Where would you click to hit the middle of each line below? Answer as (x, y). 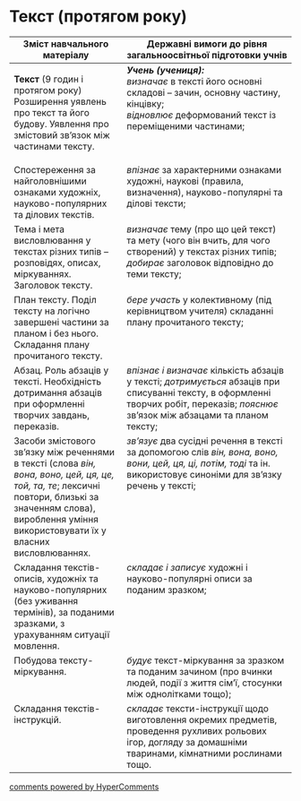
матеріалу (66, 55)
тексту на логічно (52, 311)
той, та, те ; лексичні (57, 486)
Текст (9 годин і (48, 79)
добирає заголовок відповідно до (200, 263)
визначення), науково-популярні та (205, 192)
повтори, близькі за (56, 496)
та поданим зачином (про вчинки (200, 671)
